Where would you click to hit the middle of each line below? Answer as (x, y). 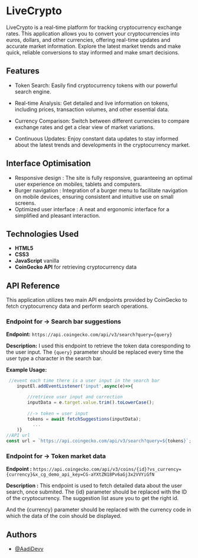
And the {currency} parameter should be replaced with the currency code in (99, 509)
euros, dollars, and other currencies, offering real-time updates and (88, 40)
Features (23, 71)
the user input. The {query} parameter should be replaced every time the (95, 352)
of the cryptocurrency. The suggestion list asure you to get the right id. (92, 498)
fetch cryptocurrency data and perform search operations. (77, 307)
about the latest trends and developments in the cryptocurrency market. (102, 145)
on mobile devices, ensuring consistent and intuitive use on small (94, 196)
